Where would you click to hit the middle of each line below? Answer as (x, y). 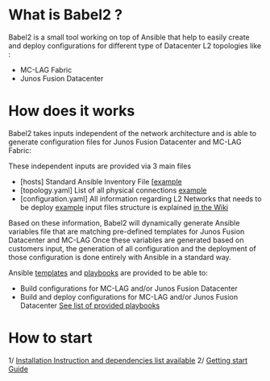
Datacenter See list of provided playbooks (90, 305)
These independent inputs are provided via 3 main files (100, 166)
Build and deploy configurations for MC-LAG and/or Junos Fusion (129, 296)
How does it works (72, 111)
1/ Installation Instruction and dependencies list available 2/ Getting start (128, 360)
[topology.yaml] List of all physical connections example (113, 190)
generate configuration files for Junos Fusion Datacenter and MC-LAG (125, 142)
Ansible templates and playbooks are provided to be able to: (108, 272)
